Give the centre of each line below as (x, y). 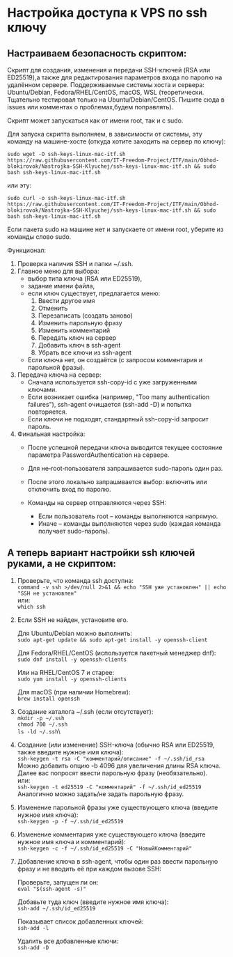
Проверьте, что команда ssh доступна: (75, 580)
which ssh (32, 607)
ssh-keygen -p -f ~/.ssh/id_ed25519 (70, 821)
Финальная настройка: (51, 434)
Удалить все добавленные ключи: (68, 941)
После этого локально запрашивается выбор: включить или (117, 482)
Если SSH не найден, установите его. (73, 620)
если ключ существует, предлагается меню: (94, 293)
